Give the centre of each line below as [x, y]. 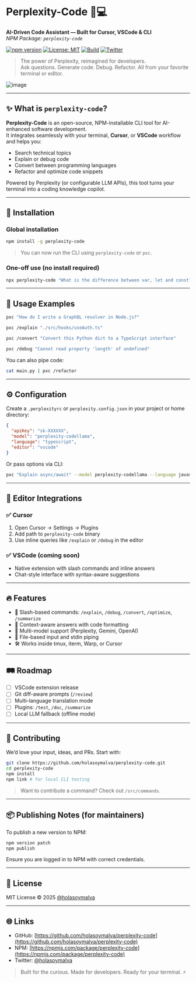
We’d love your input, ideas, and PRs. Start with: [64, 752]
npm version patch [28, 843]
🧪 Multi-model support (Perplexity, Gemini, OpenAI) [76, 631]
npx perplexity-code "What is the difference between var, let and [90, 280]
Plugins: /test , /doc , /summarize [52, 707]
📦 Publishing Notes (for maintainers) [75, 815]
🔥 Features [26, 598]
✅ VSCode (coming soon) [43, 555]
